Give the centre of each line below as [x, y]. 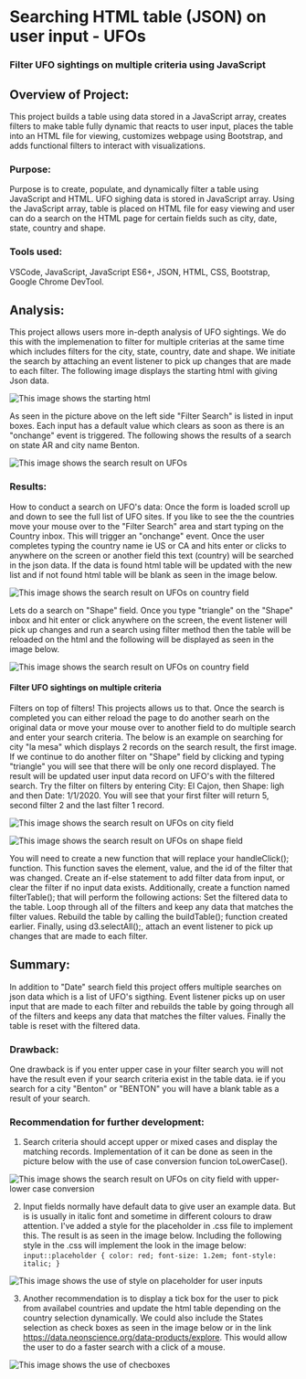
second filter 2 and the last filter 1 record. [87, 805]
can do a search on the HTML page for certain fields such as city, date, [143, 219]
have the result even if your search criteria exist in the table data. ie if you [148, 1079]
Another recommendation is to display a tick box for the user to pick [150, 1299]
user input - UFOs [78, 36]
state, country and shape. [58, 228]
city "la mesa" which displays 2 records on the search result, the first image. [153, 746]
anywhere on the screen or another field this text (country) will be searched [152, 555]
